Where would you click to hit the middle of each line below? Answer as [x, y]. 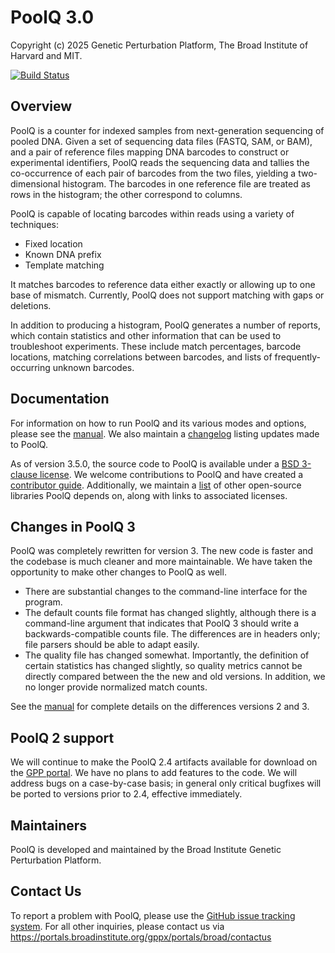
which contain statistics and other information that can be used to [146, 335]
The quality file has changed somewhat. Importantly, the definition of [167, 655]
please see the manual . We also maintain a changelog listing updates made [165, 433]
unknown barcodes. [93, 367]
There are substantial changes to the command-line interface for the [166, 592]
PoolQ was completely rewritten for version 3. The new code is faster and [162, 551]
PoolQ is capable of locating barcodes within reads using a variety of [152, 213]
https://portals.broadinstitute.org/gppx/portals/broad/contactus [141, 937]
